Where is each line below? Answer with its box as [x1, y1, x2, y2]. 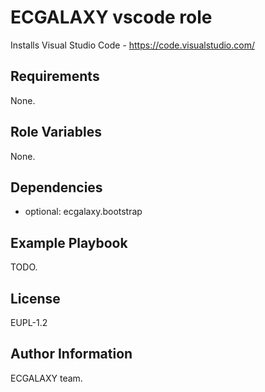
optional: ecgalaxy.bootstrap [24, 206, 143, 218]
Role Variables [10, 124, 102, 141]
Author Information [10, 346, 133, 363]
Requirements [10, 68, 100, 85]
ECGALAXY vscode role [10, 6, 213, 29]
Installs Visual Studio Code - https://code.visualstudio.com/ [10, 39, 255, 51]
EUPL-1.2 [10, 317, 48, 328]
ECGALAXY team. [10, 372, 83, 384]
